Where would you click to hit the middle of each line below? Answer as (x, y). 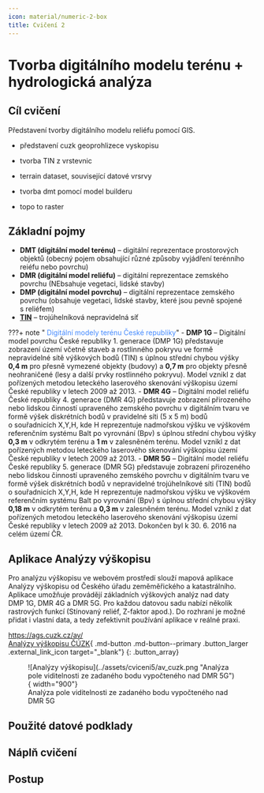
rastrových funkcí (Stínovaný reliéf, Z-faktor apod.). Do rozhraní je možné (127, 611)
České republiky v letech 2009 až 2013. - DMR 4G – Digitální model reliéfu (129, 392)
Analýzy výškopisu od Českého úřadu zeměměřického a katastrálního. (122, 586)
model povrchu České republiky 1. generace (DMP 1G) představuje (116, 341)
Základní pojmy (47, 231)
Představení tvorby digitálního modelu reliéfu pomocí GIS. (102, 130)
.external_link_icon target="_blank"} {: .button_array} (94, 652)
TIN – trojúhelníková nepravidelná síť (79, 318)
